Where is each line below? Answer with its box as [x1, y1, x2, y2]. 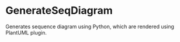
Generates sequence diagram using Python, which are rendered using [5, 23, 175, 30]
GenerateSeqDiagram [5, 4, 113, 17]
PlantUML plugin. [5, 29, 47, 36]
